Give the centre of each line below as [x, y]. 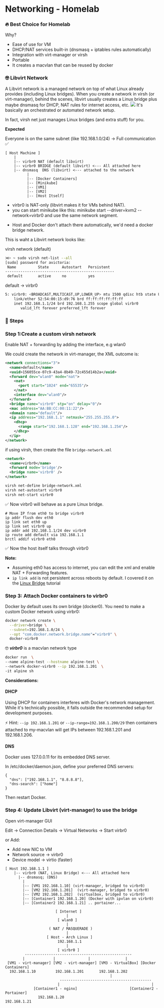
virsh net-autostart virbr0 [34, 490]
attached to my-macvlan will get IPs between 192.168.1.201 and [68, 730]
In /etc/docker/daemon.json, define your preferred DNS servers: [70, 767]
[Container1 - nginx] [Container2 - [96, 988]
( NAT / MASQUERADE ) [71, 929]
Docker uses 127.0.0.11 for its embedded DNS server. [58, 757]
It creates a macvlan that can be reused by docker [62, 65]
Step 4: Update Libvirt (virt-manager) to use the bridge [71, 810]
